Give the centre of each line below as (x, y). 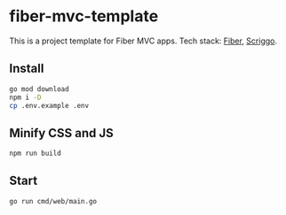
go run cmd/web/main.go (53, 201)
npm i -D (25, 97)
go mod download (39, 89)
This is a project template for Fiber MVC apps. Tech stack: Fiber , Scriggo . (143, 41)
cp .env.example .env (49, 105)
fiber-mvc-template (84, 16)
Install (27, 69)
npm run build (36, 154)
